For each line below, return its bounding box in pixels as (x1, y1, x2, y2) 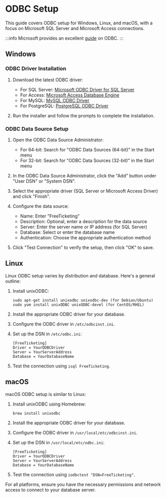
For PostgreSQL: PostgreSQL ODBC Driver (20, 103, 109, 109)
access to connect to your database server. (5, 486, 96, 493)
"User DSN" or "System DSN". (12, 178, 76, 184)
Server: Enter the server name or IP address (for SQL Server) (20, 224, 148, 230)
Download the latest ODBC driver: (12, 77, 84, 83)
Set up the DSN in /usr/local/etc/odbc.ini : (12, 439, 105, 445)
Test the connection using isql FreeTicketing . (12, 363, 110, 369)
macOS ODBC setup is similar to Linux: (5, 391, 86, 397)
